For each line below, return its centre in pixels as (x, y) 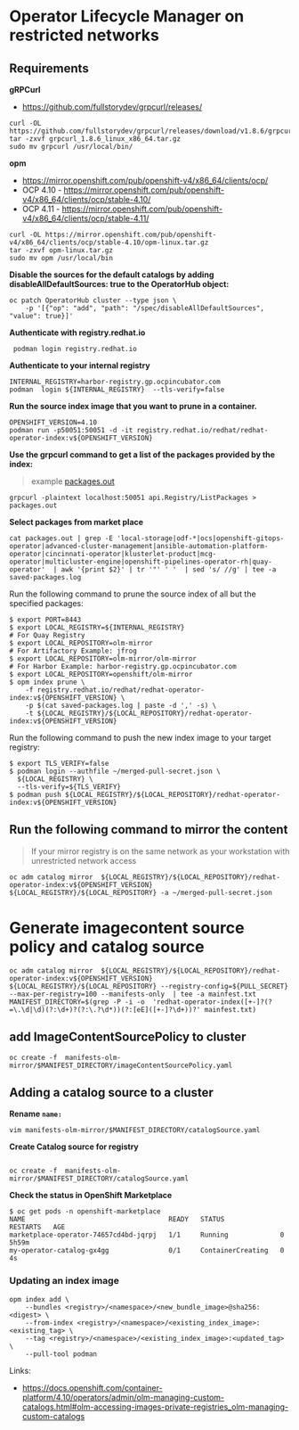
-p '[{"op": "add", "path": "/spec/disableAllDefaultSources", (145, 308)
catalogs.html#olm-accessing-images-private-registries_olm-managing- (155, 1407)
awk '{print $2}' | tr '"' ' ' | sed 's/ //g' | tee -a (169, 570)
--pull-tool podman (61, 1354)
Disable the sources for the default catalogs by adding (112, 275)
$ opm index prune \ (48, 682)
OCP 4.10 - (42, 190)
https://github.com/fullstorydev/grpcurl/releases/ (112, 107)
